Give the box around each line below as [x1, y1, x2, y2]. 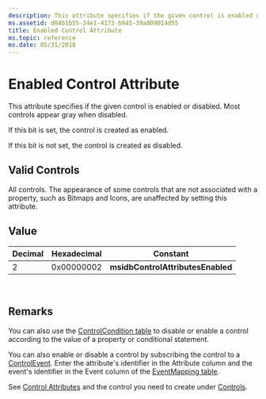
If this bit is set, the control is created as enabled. [8, 125, 169, 135]
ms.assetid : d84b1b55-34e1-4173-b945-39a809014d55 [8, 19, 179, 27]
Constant [153, 247, 189, 259]
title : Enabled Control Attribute [8, 26, 123, 34]
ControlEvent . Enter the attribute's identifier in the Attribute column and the [8, 358, 253, 367]
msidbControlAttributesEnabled [109, 261, 233, 272]
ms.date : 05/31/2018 [8, 41, 77, 49]
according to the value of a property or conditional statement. [8, 334, 210, 343]
